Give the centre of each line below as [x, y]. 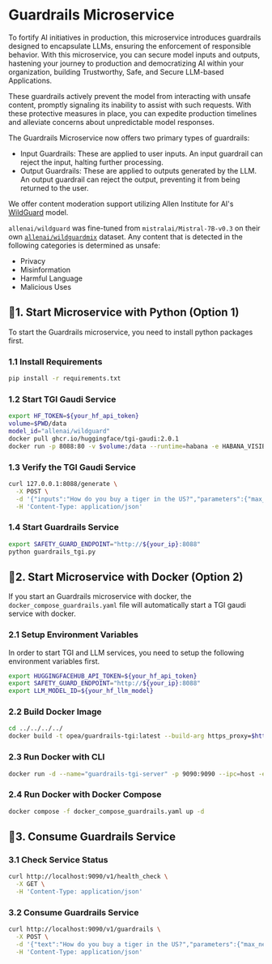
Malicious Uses [45, 286]
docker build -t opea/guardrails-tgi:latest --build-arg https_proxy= [130, 736]
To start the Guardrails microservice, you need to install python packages [131, 332]
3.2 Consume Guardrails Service [74, 912]
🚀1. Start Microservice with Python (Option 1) [124, 313]
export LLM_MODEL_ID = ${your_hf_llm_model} [81, 691]
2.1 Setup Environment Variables [74, 635]
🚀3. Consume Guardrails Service [92, 836]
